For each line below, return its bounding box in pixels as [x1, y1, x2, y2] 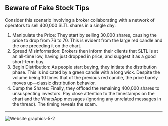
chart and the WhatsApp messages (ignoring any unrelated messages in [12, 96, 161, 102]
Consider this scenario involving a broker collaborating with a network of [5, 17, 155, 23]
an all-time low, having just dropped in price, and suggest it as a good [12, 53, 156, 59]
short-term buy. [12, 58, 45, 64]
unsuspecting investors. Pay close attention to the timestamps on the [12, 90, 155, 96]
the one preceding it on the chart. [12, 42, 81, 49]
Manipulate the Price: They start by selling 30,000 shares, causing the [12, 32, 157, 38]
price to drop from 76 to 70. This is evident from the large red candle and [12, 37, 163, 43]
